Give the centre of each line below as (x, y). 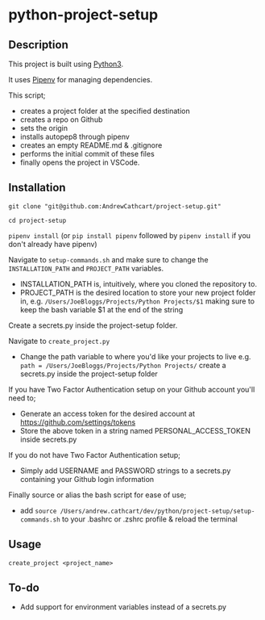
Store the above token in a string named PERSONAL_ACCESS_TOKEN (135, 430)
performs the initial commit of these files (87, 154)
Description (38, 45)
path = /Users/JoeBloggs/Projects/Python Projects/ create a (123, 365)
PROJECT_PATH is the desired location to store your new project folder (138, 292)
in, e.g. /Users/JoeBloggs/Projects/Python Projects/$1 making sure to (137, 301)
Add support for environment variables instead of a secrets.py (123, 607)
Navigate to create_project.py (59, 341)
